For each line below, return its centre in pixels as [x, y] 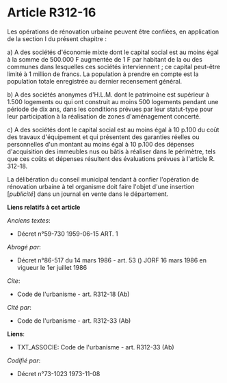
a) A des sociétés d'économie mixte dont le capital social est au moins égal [113, 52]
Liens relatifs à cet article [44, 207]
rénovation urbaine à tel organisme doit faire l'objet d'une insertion [101, 186]
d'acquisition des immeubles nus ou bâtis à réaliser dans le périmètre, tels [111, 151]
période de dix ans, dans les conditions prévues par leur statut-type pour [110, 109]
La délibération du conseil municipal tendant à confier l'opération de [103, 179]
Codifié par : [24, 360]
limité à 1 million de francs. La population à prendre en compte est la [103, 74]
